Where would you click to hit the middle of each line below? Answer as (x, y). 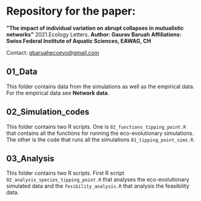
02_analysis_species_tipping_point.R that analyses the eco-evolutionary (98, 180)
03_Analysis (30, 158)
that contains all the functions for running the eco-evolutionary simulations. (100, 133)
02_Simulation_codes (48, 112)
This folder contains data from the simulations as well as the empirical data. (100, 86)
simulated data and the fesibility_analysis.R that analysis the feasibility (98, 186)
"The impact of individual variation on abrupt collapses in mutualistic (95, 28)
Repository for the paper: (71, 11)
